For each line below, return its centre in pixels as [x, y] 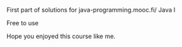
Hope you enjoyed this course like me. [61, 36]
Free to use [22, 23]
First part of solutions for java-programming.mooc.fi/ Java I [91, 10]
